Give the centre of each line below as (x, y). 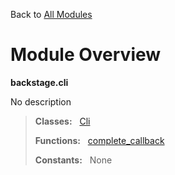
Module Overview (86, 55)
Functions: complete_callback (99, 140)
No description (41, 101)
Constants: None (73, 160)
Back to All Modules (51, 14)
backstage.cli (39, 82)
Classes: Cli (62, 121)
